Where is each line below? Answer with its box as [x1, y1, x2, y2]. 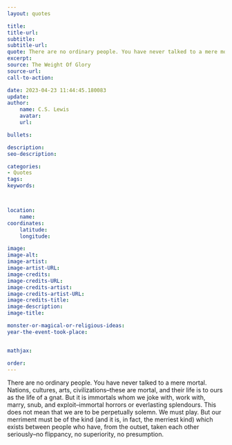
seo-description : [7, 150, 57, 157]
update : [7, 93, 30, 101]
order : [7, 360, 26, 367]
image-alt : [7, 252, 39, 259]
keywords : [7, 182, 36, 189]
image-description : [7, 303, 64, 311]
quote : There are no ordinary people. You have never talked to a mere [7, 49, 217, 55]
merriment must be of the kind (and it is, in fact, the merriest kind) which [7, 415, 213, 424]
